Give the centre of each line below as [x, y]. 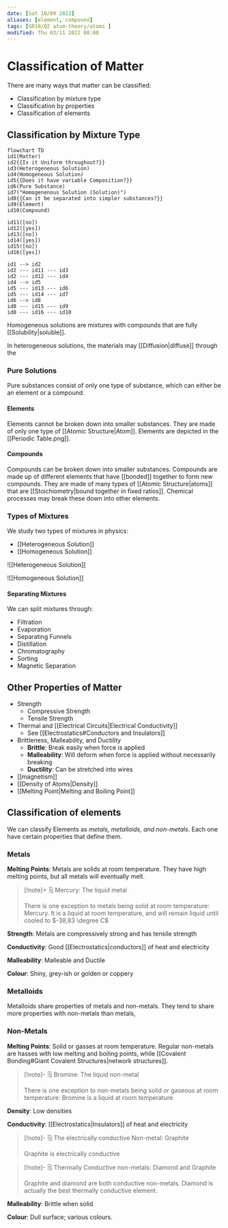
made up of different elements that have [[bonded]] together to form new [110, 476]
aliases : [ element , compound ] [50, 20]
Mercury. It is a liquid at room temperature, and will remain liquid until [121, 913]
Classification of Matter [75, 66]
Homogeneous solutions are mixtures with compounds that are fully [102, 325]
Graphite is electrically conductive [72, 1153]
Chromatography [41, 651]
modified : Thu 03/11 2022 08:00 [53, 33]
